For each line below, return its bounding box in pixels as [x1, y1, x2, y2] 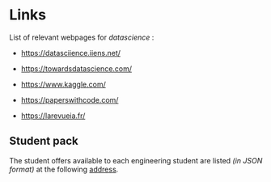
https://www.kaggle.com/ [20, 79, 106, 89]
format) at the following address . [9, 164, 119, 174]
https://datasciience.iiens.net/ [20, 48, 121, 57]
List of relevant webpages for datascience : [9, 32, 155, 42]
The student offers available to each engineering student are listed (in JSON [9, 155, 263, 165]
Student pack [9, 134, 79, 148]
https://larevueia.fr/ [20, 111, 86, 121]
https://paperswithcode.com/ [20, 95, 119, 104]
